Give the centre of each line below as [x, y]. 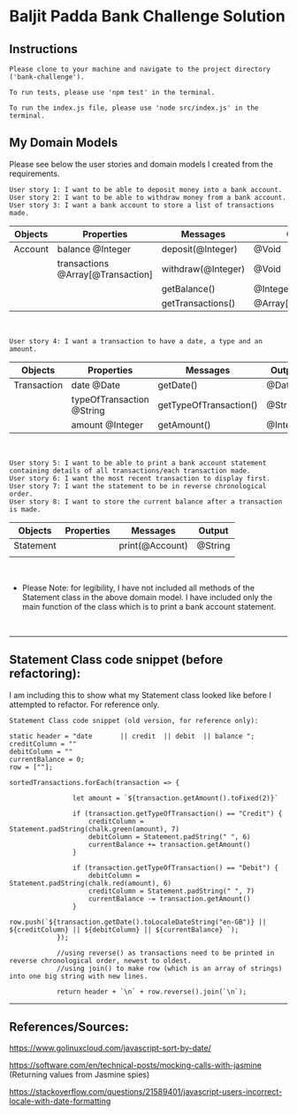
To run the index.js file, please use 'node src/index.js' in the [134, 108]
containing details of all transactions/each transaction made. [130, 471]
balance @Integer [94, 249]
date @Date [96, 385]
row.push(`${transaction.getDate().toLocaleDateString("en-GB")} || [138, 922]
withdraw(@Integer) [203, 269]
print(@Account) [153, 545]
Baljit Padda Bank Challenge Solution [147, 16]
